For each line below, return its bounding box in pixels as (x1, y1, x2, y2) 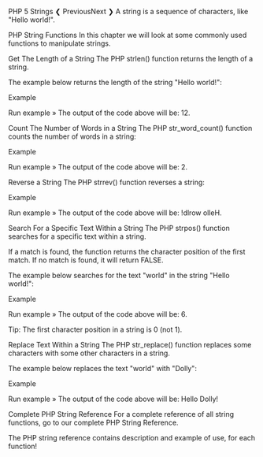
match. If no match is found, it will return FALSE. (8, 255, 164, 265)
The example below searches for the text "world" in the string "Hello (8, 271, 230, 280)
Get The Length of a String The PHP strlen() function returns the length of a (8, 54, 254, 63)
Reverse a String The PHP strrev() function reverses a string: (8, 177, 205, 187)
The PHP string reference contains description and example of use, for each (8, 433, 256, 442)
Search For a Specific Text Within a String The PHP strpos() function (8, 224, 230, 232)
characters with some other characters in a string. (8, 348, 171, 358)
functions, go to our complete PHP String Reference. (8, 418, 179, 427)
